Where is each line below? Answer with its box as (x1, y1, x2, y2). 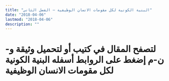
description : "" (5, 21, 39, 27)
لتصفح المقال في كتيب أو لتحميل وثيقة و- (5, 44, 156, 55)
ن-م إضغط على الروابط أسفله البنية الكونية (5, 54, 164, 66)
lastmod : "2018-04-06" (5, 17, 53, 22)
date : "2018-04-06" (5, 12, 46, 17)
